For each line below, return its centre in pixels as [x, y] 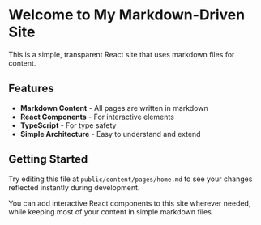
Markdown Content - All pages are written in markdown [114, 108]
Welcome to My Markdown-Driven [127, 15]
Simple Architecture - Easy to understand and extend [110, 134]
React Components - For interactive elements [97, 117]
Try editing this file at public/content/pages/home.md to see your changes [130, 179]
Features [31, 89]
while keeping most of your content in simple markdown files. [111, 211]
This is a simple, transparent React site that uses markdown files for [122, 54]
